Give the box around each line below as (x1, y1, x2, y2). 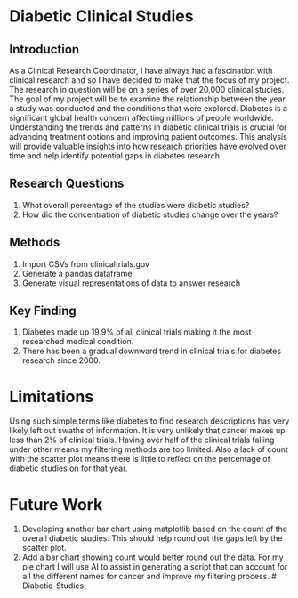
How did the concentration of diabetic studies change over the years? (21, 209, 278, 220)
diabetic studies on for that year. (9, 463, 128, 473)
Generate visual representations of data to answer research (21, 278, 241, 288)
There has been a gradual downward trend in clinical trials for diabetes (21, 345, 282, 357)
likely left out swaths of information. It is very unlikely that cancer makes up (9, 425, 286, 436)
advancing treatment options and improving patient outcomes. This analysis (9, 132, 287, 141)
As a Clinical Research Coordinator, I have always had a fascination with (9, 65, 273, 76)
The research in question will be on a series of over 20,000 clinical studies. (9, 85, 285, 94)
